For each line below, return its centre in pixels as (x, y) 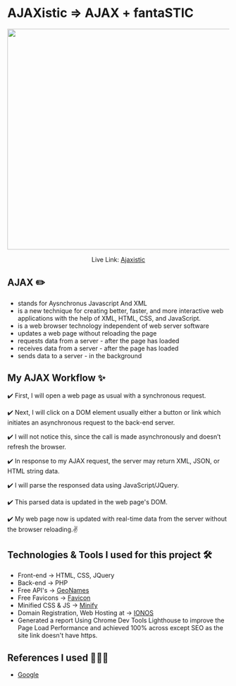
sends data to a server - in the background (80, 355)
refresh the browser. (37, 447)
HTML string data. (33, 471)
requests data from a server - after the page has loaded (98, 341)
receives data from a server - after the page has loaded (98, 348)
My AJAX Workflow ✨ (56, 378)
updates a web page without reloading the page (87, 333)
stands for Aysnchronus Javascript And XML (82, 303)
